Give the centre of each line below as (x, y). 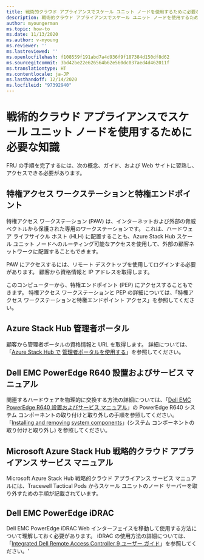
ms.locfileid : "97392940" (39, 86)
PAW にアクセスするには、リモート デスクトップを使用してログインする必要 (101, 264)
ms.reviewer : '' (27, 46)
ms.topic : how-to (28, 29)
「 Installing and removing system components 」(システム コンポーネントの (100, 423)
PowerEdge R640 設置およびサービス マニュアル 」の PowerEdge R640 (95, 408)
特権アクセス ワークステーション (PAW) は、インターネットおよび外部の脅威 (101, 221)
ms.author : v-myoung (32, 40)
